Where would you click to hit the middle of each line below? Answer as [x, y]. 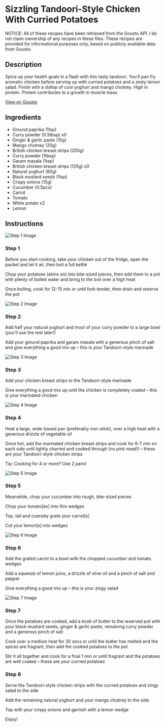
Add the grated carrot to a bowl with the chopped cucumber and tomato [78, 559]
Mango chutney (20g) [34, 145]
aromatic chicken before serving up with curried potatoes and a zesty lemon [82, 82]
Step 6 [13, 547]
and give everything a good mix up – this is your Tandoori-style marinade [79, 347]
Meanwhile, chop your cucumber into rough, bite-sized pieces [68, 497]
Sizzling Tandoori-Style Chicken [73, 9]
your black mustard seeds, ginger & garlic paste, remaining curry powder [79, 627]
